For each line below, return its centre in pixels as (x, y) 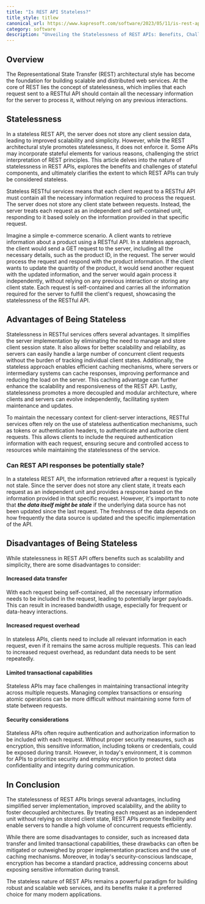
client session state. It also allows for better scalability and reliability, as (96, 347)
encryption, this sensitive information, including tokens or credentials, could (102, 746)
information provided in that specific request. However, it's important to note (102, 498)
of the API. (20, 524)
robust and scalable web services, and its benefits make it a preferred (94, 888)
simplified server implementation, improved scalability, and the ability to (97, 806)
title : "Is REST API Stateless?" (49, 12)
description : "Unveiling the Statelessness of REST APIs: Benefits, (95, 35)
